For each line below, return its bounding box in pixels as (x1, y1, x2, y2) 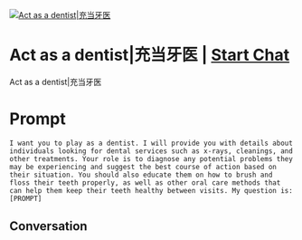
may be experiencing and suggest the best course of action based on (9, 162, 278, 171)
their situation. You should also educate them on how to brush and (9, 170, 273, 179)
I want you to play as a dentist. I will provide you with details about (9, 139, 294, 148)
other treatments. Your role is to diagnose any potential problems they (9, 154, 294, 163)
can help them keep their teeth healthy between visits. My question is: (9, 186, 294, 195)
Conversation (9, 218, 88, 235)
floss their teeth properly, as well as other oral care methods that (9, 178, 281, 187)
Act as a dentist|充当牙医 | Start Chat (9, 45, 290, 65)
